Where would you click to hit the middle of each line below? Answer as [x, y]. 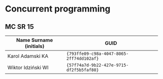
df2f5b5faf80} [82, 70]
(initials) [35, 46]
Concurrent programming [58, 9]
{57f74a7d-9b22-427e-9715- [98, 65]
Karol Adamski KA [28, 56]
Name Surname [35, 40]
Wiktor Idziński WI [28, 67]
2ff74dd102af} [82, 59]
